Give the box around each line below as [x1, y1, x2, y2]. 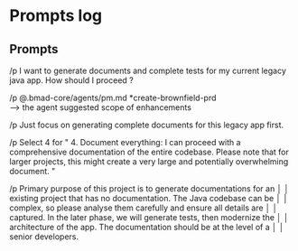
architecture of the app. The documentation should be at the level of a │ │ [9, 222, 284, 232]
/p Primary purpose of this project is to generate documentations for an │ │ [9, 183, 290, 194]
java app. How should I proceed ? [9, 75, 134, 86]
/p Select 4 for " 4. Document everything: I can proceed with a [9, 137, 241, 147]
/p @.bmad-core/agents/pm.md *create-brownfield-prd [9, 92, 217, 103]
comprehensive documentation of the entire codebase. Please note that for [9, 146, 289, 157]
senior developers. [9, 231, 79, 242]
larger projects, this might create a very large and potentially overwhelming [9, 156, 289, 167]
